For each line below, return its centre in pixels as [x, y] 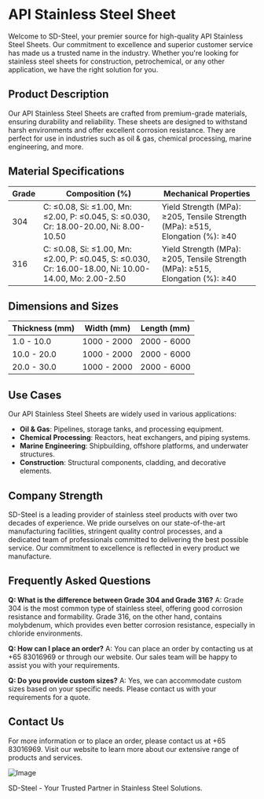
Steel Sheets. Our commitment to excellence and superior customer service [131, 44]
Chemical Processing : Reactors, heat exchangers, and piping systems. [135, 438]
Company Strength [56, 495]
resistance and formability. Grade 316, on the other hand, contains [115, 616]
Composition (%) [99, 193]
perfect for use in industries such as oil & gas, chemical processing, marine [130, 138]
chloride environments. [46, 633]
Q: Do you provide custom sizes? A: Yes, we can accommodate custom [125, 680]
